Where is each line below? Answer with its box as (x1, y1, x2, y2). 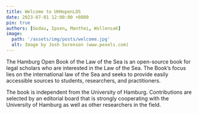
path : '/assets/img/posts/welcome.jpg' (11, 36, 111, 42)
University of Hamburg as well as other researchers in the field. (6, 101, 162, 108)
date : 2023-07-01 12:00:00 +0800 (6, 14, 89, 20)
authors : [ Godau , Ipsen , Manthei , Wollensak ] (6, 25, 121, 31)
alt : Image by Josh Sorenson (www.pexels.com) (11, 42, 129, 48)
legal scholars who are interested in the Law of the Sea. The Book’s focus (6, 64, 186, 71)
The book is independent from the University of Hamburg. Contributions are (6, 88, 192, 96)
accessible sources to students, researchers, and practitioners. (6, 77, 161, 84)
